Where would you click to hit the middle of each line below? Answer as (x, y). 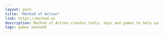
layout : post (18, 9)
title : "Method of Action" (32, 14)
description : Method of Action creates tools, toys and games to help (78, 23)
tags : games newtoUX (26, 27)
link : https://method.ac (30, 18)
